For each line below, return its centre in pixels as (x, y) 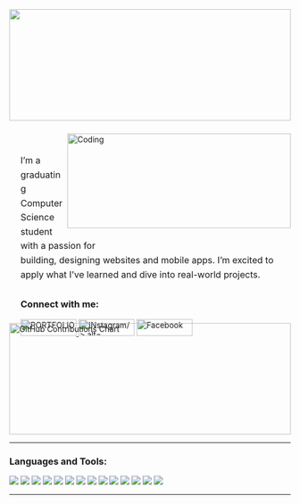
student (37, 231)
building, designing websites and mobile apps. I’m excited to (147, 260)
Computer (42, 202)
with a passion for (58, 246)
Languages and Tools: (58, 461)
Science (38, 218)
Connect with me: (60, 304)
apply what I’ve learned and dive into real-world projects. (141, 274)
